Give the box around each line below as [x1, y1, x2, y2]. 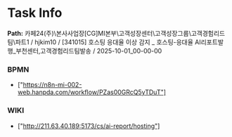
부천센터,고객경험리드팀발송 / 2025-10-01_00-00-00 [15, 46, 162, 55]
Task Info [7, 5, 63, 21]
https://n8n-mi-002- [22, 81, 82, 89]
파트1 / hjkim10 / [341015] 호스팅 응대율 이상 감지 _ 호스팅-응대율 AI [15, 37, 202, 46]
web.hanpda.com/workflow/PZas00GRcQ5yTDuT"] [17, 88, 167, 96]
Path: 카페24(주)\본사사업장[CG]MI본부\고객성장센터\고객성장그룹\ [7, 29, 191, 37]
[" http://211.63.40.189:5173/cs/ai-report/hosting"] [17, 122, 160, 130]
